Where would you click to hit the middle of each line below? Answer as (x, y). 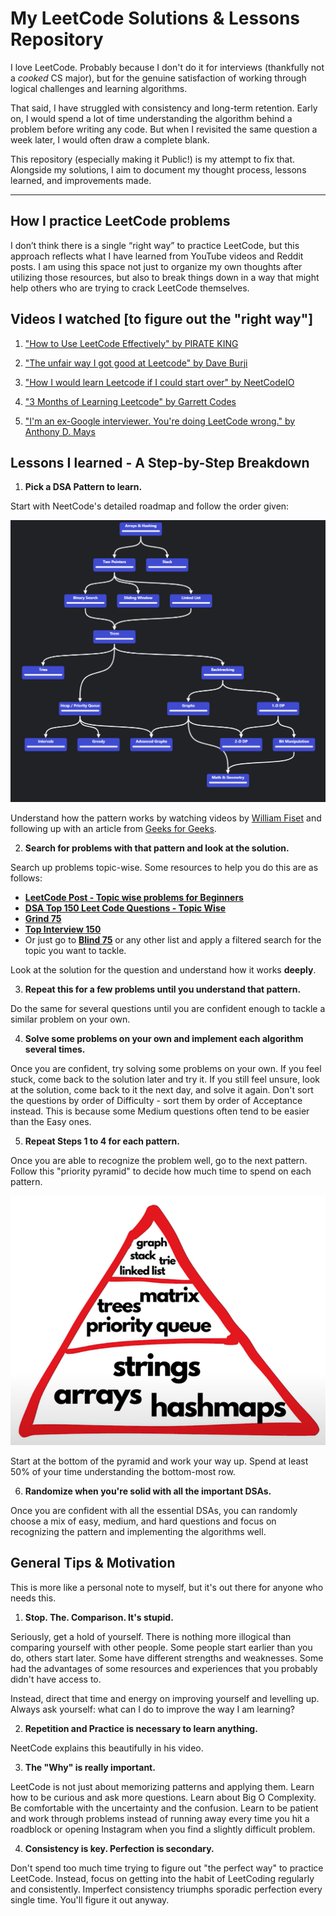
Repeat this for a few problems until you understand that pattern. (163, 989)
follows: (26, 878)
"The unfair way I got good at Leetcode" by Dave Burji (136, 363)
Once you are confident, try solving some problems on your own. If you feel (166, 1068)
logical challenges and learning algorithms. (99, 88)
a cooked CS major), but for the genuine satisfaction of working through (158, 78)
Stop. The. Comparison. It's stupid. (99, 1617)
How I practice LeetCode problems (120, 221)
